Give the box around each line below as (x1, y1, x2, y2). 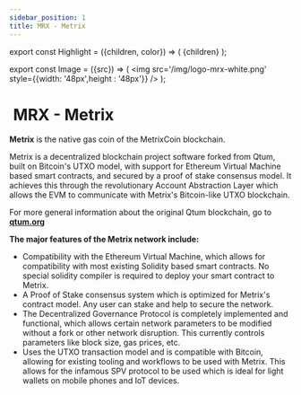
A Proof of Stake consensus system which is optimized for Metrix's (21, 289, 271, 301)
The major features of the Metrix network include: (9, 234, 200, 245)
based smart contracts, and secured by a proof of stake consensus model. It (9, 171, 292, 181)
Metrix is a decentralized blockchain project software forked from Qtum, (9, 152, 276, 162)
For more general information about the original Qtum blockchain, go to (9, 207, 271, 218)
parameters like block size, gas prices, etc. (21, 338, 181, 348)
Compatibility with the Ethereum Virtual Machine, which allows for (21, 251, 266, 262)
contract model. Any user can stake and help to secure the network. (21, 299, 274, 310)
